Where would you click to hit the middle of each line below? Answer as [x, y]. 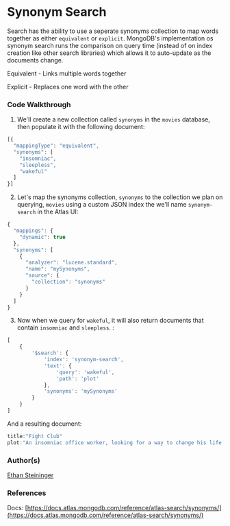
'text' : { [57, 366]
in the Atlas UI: [58, 212]
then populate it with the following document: [81, 127]
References [27, 493]
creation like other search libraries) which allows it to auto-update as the [109, 53]
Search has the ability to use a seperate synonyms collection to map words [113, 31]
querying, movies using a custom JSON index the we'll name [102, 205]
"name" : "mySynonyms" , [57, 269]
